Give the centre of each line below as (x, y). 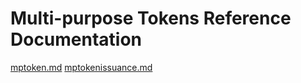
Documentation (76, 39)
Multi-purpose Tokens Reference (151, 18)
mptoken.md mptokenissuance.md (81, 67)
